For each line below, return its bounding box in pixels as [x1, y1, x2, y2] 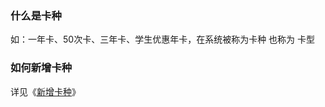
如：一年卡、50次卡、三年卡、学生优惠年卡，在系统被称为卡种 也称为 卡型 [10, 33, 316, 46]
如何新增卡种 [10, 61, 73, 75]
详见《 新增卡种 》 [10, 85, 81, 97]
